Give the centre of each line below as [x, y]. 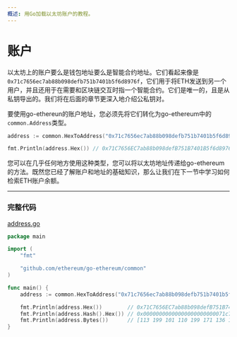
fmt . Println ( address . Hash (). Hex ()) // [77, 314]
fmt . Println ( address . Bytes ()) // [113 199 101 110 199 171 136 [123, 320]
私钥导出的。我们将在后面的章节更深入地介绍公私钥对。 [87, 98]
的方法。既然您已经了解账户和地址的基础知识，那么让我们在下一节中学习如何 [119, 172]
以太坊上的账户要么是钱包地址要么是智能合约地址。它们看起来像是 [103, 72]
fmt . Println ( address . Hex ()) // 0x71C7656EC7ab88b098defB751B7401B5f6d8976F [121, 149]
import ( [20, 249]
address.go [24, 223]
